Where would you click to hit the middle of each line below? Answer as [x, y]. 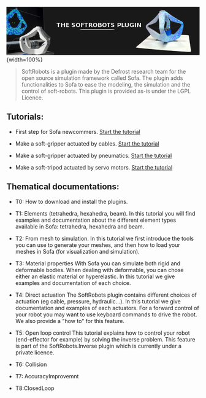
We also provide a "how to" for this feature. [70, 321]
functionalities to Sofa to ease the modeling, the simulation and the [106, 84]
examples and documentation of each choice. [73, 283]
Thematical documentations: [63, 187]
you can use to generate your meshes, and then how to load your [97, 245]
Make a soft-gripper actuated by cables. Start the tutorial [87, 143]
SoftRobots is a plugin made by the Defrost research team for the [104, 72]
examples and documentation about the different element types [96, 220]
